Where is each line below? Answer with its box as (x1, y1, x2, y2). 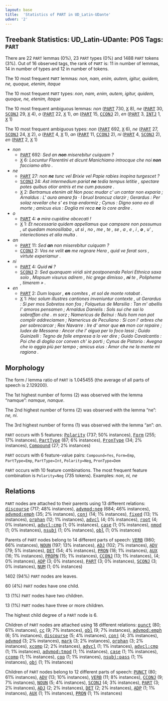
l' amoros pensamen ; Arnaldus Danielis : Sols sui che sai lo (20, 307, 144, 313)
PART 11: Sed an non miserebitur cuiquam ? (20, 242, 109, 248)
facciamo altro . (20, 163, 53, 169)
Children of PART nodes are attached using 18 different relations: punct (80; (5, 622, 161, 628)
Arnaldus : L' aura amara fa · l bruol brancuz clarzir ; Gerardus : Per (20, 194, 160, 201)
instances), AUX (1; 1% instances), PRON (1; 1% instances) (5, 690, 123, 696)
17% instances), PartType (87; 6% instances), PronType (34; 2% (5, 437, 142, 443)
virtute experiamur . (20, 253, 61, 259)
